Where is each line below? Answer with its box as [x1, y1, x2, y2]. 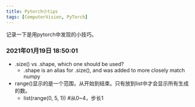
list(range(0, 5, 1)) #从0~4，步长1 [23, 94, 104, 101]
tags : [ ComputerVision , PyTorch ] [6, 14, 88, 20]
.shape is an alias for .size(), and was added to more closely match [23, 67, 185, 74]
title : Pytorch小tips [6, 8, 58, 15]
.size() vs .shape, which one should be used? [14, 60, 125, 67]
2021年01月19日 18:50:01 [6, 47, 78, 55]
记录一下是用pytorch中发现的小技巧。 [6, 30, 97, 38]
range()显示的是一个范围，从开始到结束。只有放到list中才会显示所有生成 [14, 80, 189, 87]
